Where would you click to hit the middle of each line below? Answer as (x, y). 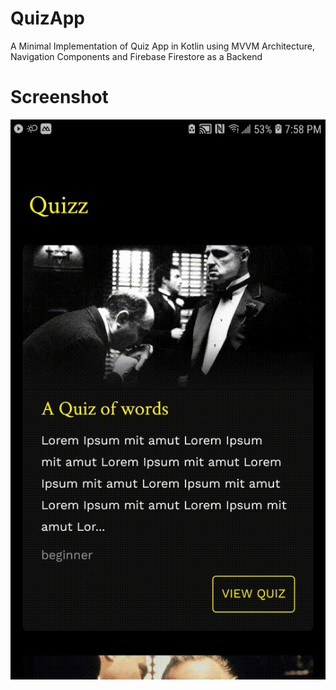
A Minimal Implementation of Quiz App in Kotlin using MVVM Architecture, (163, 46)
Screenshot (59, 97)
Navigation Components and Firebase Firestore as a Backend (136, 56)
